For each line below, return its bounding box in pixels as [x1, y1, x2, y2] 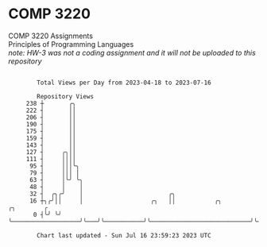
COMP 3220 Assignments [8, 31, 94, 41]
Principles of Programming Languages [8, 39, 134, 48]
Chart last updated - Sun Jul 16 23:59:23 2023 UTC [37, 231, 212, 239]
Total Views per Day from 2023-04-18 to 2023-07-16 [37, 79, 212, 87]
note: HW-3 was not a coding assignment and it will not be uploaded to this [8, 48, 256, 57]
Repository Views [37, 92, 94, 100]
